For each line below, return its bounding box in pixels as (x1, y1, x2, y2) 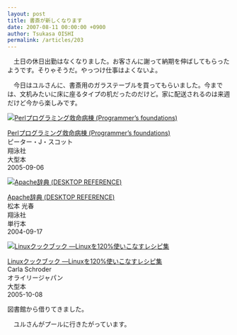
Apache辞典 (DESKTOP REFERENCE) (7, 193, 115, 202)
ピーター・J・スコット (7, 137, 73, 146)
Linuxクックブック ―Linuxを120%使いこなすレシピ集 (7, 257, 163, 266)
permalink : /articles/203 (7, 37, 83, 44)
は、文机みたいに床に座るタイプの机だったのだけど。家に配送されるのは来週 (7, 90, 231, 98)
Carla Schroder (7, 265, 52, 273)
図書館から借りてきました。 (7, 305, 88, 314)
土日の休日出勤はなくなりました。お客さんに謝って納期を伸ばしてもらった (13, 57, 230, 66)
